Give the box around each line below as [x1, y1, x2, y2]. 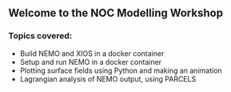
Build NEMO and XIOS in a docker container [19, 48, 165, 58]
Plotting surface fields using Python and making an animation [19, 66, 222, 75]
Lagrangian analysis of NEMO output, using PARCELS [19, 74, 197, 83]
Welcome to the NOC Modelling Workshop [8, 6, 224, 20]
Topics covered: [8, 30, 73, 42]
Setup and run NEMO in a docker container [19, 57, 162, 66]
